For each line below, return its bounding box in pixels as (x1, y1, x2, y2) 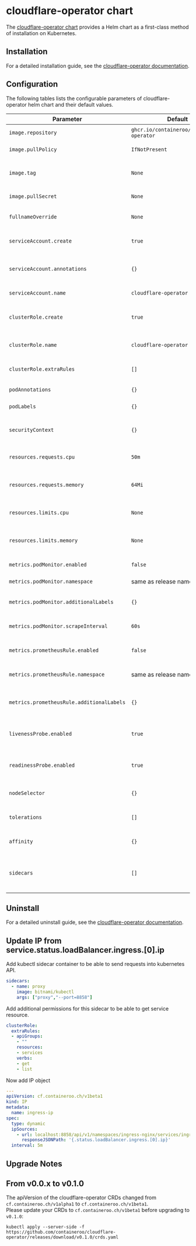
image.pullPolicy (9, 146, 57, 153)
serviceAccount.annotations (9, 265, 87, 272)
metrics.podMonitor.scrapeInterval (9, 623, 108, 629)
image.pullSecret (9, 193, 57, 200)
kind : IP (6, 1099, 27, 1105)
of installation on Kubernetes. (6, 29, 77, 36)
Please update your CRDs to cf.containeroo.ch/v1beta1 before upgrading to (6, 1207, 190, 1214)
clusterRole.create (9, 313, 63, 320)
